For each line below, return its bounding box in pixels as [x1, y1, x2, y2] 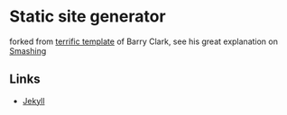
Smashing [9, 45, 47, 56]
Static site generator [9, 6, 166, 27]
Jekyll [22, 95, 45, 106]
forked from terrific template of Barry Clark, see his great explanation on [9, 36, 278, 47]
